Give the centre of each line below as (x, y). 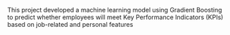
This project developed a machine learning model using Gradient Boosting (115, 10)
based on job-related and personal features (70, 24)
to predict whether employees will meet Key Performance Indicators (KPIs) (115, 17)
